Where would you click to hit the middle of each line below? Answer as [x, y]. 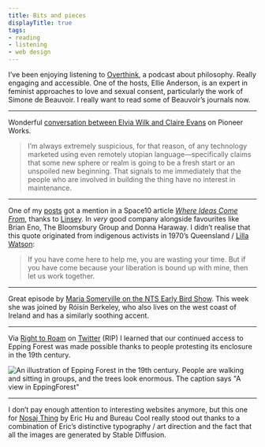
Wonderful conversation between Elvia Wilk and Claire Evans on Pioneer [125, 122]
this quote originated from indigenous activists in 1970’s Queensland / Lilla [129, 236]
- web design [30, 52]
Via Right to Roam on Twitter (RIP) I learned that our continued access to [126, 338]
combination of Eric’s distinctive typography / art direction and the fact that [130, 426]
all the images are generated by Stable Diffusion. [88, 435]
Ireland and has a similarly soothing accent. [79, 315]
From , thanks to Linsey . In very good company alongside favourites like [124, 219]
